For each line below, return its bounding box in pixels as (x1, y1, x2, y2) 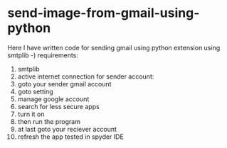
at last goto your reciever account (17, 125, 117, 133)
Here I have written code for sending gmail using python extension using (7, 43, 221, 52)
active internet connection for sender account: (17, 72, 154, 81)
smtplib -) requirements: (7, 51, 78, 59)
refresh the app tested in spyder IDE (17, 132, 125, 141)
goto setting (17, 87, 53, 96)
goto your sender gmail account (17, 79, 112, 88)
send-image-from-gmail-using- (7, 5, 200, 21)
